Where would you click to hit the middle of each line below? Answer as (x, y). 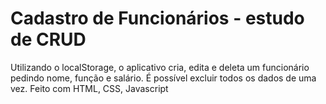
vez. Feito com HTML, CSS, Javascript (89, 88)
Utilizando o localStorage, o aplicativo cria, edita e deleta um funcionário (160, 67)
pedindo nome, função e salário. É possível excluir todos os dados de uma (163, 78)
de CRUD (48, 39)
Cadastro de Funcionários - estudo (157, 18)
